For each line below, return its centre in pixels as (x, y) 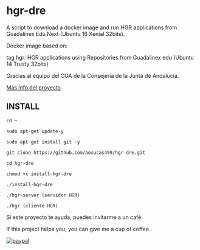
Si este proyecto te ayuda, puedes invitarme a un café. (74, 217)
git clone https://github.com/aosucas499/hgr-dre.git (76, 153)
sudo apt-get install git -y (43, 142)
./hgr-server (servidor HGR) (43, 195)
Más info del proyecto (33, 87)
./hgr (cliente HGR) (33, 206)
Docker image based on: (37, 46)
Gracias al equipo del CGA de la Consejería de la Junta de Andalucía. (93, 75)
